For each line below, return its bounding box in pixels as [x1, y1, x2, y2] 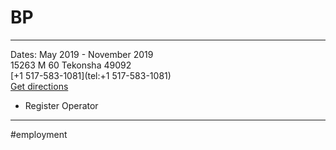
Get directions [10, 80, 69, 92]
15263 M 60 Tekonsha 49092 [10, 59, 132, 71]
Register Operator [24, 99, 99, 111]
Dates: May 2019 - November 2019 [10, 48, 154, 60]
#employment [10, 128, 68, 140]
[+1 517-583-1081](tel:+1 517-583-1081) [10, 69, 172, 81]
